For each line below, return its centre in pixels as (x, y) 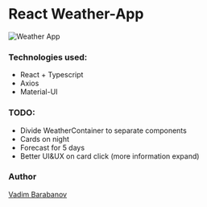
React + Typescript (52, 75)
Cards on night (45, 139)
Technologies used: (48, 57)
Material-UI (39, 92)
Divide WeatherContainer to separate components (103, 130)
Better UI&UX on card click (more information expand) (110, 156)
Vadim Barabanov (37, 194)
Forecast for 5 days (52, 147)
